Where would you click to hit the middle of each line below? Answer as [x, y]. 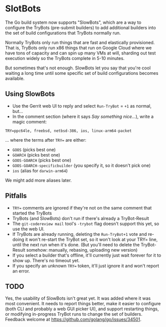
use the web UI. [28, 229]
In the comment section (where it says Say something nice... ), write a [83, 116]
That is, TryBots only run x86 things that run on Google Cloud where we [79, 48]
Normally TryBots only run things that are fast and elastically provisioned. [80, 42]
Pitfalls [16, 196]
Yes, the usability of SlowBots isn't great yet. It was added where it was [78, 298]
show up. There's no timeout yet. [46, 260]
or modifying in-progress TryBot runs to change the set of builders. [74, 314]
